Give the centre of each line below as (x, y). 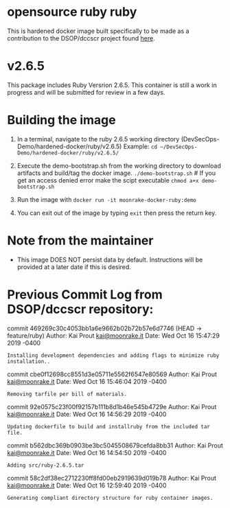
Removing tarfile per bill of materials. (67, 394)
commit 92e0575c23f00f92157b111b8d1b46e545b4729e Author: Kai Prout (112, 406)
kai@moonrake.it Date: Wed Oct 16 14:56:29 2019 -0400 (87, 414)
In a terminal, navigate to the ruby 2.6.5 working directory (98, 139)
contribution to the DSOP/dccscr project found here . (81, 38)
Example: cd (140, 146)
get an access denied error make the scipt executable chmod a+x (108, 180)
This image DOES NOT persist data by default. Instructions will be (110, 259)
